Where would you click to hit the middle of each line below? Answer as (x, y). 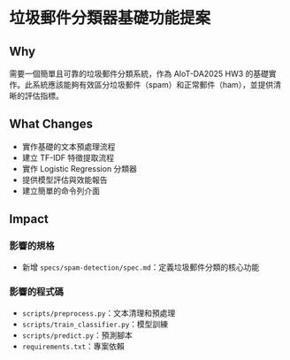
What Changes (51, 124)
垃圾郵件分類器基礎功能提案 (110, 18)
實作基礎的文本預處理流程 (69, 146)
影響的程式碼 (37, 292)
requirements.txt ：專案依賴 (73, 346)
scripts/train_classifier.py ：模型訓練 (95, 324)
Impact (29, 219)
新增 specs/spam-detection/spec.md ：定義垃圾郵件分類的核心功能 (141, 267)
